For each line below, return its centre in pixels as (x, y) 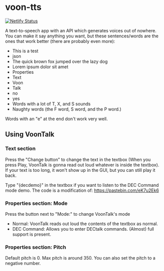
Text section (20, 148)
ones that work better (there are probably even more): (60, 41)
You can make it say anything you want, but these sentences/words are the (82, 36)
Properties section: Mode (36, 203)
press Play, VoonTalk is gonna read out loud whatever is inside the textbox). (82, 165)
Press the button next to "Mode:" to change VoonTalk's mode (68, 214)
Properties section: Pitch (36, 247)
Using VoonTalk (30, 134)
